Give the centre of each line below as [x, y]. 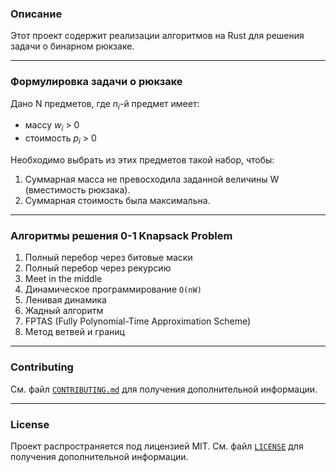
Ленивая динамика [65, 300]
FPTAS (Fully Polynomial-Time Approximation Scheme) [138, 321]
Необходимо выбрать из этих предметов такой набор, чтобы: [142, 159]
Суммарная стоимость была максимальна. [117, 200]
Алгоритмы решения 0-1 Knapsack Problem [121, 235]
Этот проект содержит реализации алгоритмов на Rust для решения [157, 36]
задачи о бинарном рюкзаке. [72, 46]
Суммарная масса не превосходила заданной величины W [152, 179]
